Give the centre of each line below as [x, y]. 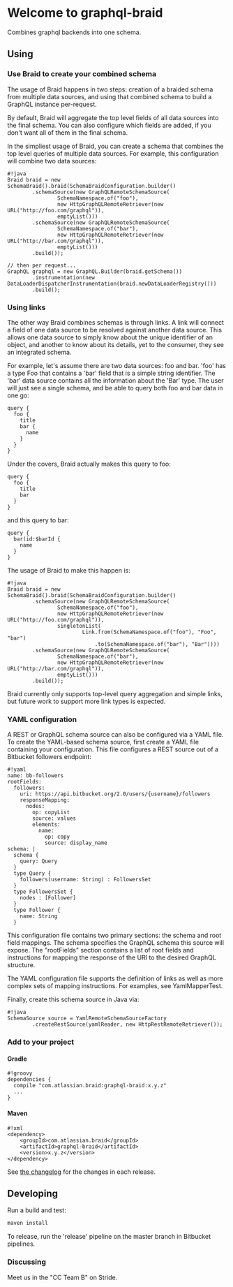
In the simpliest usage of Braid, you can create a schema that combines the [115, 146]
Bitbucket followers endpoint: [50, 757]
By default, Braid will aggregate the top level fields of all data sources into [113, 117]
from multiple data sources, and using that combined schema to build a [110, 96]
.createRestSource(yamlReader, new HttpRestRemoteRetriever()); [128, 1024]
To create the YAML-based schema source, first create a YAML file [103, 742]
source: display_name [76, 843]
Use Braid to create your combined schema [82, 74]
